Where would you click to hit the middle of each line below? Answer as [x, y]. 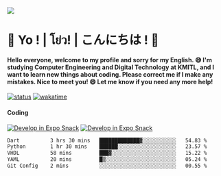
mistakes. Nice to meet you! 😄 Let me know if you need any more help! [110, 81]
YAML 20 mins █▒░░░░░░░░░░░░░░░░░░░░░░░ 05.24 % [107, 160]
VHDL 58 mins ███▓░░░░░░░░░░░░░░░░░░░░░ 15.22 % [107, 153]
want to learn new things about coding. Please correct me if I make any [110, 74]
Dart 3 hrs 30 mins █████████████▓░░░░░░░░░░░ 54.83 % [107, 140]
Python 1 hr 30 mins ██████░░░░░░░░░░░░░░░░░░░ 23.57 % [107, 147]
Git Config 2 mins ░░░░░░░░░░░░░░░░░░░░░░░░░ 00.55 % [107, 166]
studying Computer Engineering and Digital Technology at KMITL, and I [111, 67]
